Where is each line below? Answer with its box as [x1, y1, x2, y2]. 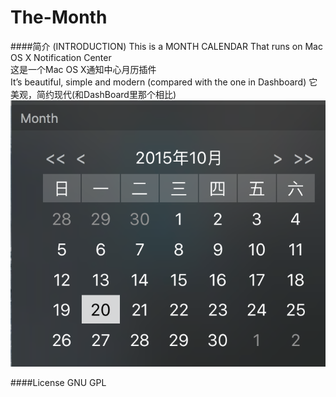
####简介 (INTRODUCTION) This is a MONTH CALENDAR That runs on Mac [10, 40, 323, 52]
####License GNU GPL [10, 377, 107, 389]
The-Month [10, 6, 108, 29]
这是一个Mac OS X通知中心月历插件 [10, 63, 157, 75]
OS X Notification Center [10, 51, 112, 63]
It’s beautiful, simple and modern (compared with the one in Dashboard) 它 [10, 76, 318, 88]
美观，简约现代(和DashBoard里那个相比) [10, 88, 177, 100]
